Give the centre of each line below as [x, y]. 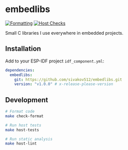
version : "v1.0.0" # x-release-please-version [64, 84]
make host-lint [21, 144]
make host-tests [22, 130]
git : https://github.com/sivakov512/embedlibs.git [68, 80]
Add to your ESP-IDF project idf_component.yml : [55, 61]
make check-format [24, 116]
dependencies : [20, 70]
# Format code [20, 112]
